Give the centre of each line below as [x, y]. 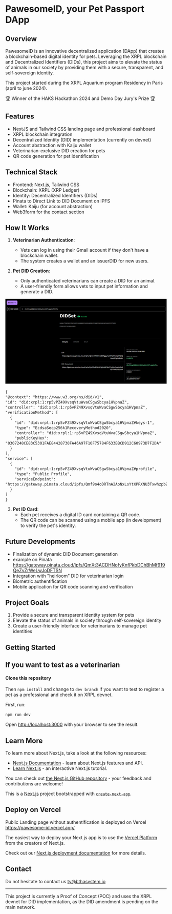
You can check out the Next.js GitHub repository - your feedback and [79, 778]
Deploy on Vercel [33, 810]
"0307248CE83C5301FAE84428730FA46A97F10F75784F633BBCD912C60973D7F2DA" [83, 443]
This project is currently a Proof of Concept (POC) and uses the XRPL [79, 896]
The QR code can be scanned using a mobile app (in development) [91, 520]
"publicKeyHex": [32, 438]
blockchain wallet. [39, 256]
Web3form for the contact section [48, 212]
